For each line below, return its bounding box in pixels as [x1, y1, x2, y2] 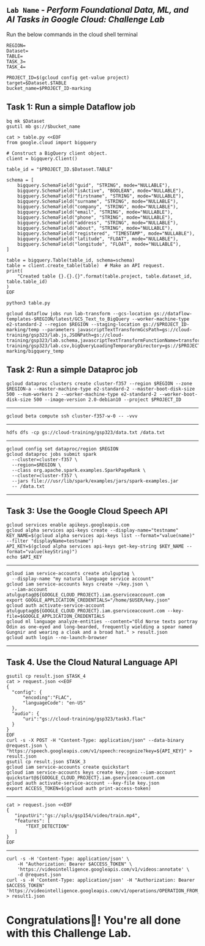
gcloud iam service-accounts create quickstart [6, 764, 130, 771]
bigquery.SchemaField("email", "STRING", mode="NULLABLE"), [17, 209, 173, 215]
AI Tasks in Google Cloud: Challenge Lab [6, 15, 165, 25]
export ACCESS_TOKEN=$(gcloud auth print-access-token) [6, 785, 151, 792]
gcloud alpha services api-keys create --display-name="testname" [6, 527, 179, 533]
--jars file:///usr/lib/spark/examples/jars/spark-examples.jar [12, 478, 179, 485]
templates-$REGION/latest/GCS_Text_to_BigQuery [6, 316, 130, 322]
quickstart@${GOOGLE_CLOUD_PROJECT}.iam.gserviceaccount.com [6, 775, 165, 781]
